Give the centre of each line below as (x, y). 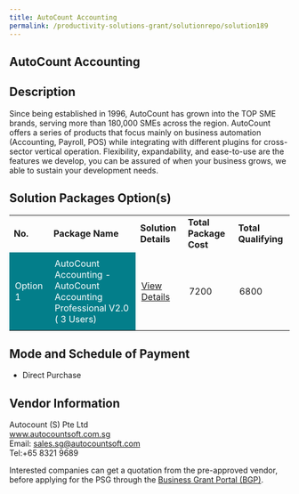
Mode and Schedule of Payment (100, 354)
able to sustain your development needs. (84, 170)
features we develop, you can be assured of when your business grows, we (148, 160)
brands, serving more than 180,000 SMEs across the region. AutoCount (140, 123)
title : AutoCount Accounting (63, 17)
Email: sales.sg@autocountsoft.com (75, 444)
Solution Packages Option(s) (90, 198)
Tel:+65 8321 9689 (44, 453)
